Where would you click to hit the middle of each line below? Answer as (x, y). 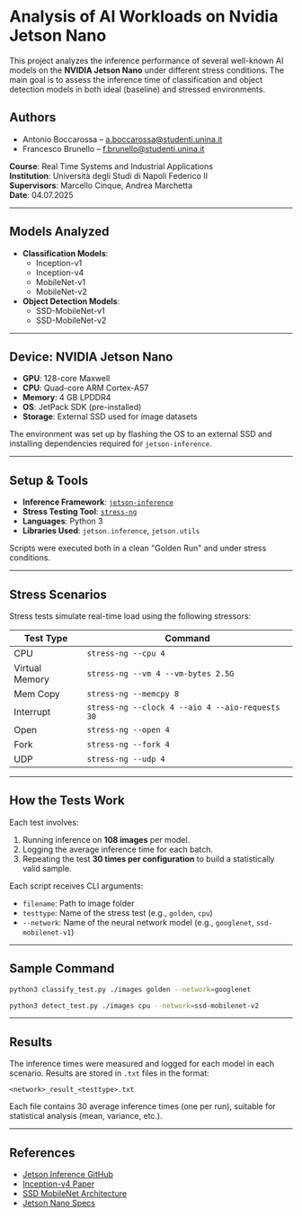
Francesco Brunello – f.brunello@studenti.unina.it (113, 148)
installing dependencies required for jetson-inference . (111, 443)
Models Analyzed (59, 232)
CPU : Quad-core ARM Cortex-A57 (85, 388)
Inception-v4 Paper (58, 1184)
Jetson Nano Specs (59, 1203)
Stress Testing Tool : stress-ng (80, 512)
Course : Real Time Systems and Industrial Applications (111, 166)
